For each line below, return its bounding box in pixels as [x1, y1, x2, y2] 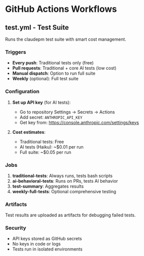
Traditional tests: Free [19, 139, 64, 145]
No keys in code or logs [12, 241, 61, 247]
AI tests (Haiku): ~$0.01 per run [19, 144, 84, 150]
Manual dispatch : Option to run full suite [12, 70, 96, 76]
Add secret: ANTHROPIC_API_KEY [19, 114, 83, 120]
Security [5, 224, 26, 231]
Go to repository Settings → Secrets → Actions [19, 109, 115, 115]
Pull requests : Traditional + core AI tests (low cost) [12, 65, 117, 71]
